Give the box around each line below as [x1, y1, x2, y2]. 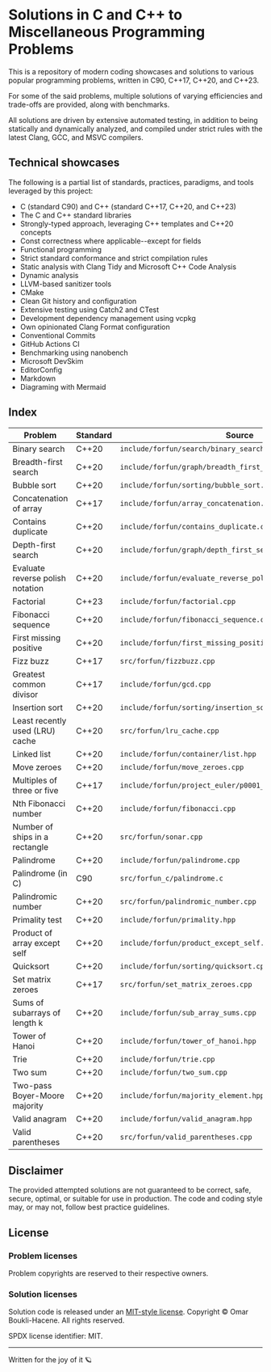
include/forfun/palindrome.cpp [119, 855, 240, 864]
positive [12, 642, 43, 653]
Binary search [12, 443, 65, 454]
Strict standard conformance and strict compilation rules [19, 253, 208, 263]
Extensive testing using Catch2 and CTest [19, 305, 160, 315]
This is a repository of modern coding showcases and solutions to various [8, 66, 254, 76]
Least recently [12, 715, 67, 726]
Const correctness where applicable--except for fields [19, 236, 202, 246]
